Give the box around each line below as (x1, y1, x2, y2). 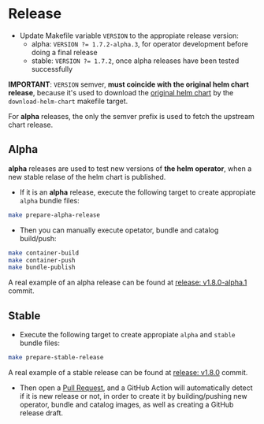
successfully (31, 64, 73, 73)
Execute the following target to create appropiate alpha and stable (19, 330, 236, 340)
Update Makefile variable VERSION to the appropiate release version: (19, 31, 239, 40)
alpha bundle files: (19, 195, 80, 205)
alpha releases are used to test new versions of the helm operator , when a (8, 163, 252, 173)
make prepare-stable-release (8, 354, 104, 362)
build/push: (19, 233, 57, 243)
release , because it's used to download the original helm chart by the (8, 87, 234, 97)
